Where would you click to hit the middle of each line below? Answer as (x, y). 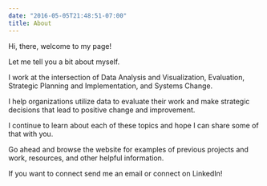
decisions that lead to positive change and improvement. (102, 110)
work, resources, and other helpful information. (86, 158)
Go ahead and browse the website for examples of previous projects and (128, 149)
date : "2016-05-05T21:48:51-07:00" (68, 16)
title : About (30, 23)
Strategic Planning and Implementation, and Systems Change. (111, 86)
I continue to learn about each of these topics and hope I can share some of (133, 125)
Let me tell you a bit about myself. (64, 62)
